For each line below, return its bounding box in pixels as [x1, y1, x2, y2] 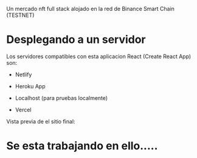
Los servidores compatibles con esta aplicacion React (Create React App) [6, 53, 192, 60]
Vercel [15, 106, 32, 113]
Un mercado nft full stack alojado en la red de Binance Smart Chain [6, 5, 175, 12]
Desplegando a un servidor [6, 33, 146, 47]
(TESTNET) [6, 12, 35, 19]
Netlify [15, 71, 32, 78]
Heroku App [15, 82, 46, 90]
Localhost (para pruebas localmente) [15, 94, 108, 102]
